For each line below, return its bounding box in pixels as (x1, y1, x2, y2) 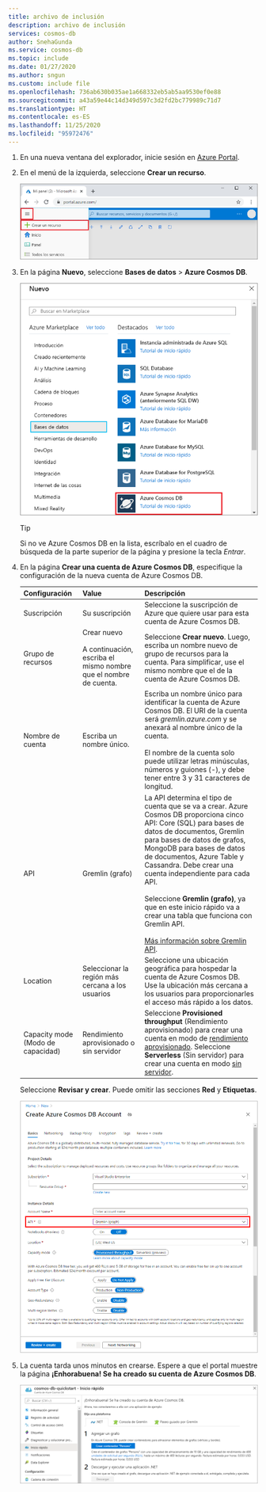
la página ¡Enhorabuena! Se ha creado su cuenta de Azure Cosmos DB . (19, 1369, 257, 1379)
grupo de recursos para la (144, 649, 229, 658)
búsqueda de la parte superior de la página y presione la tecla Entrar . (19, 547, 246, 557)
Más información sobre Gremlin (144, 935, 247, 946)
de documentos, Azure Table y (144, 851, 244, 861)
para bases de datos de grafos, (144, 835, 246, 844)
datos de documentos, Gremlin (144, 826, 245, 835)
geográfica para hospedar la (144, 963, 237, 973)
